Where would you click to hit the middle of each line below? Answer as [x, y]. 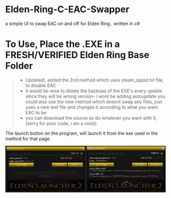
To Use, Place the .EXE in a [63, 44]
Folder [19, 66]
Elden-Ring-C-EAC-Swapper [67, 9]
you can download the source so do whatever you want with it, [91, 118]
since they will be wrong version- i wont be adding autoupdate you [95, 96]
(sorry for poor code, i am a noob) [61, 123]
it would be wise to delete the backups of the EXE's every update [94, 91]
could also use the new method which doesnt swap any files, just [94, 102]
